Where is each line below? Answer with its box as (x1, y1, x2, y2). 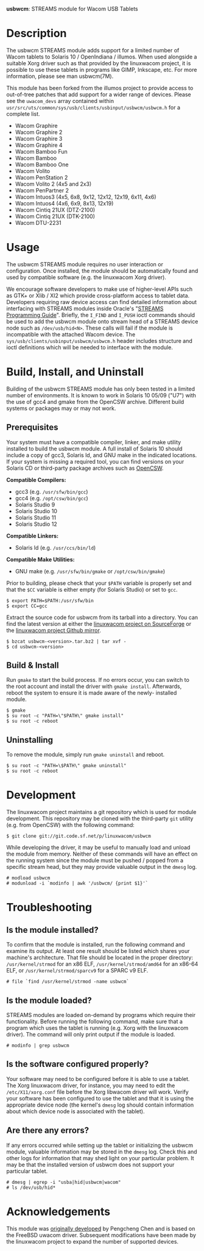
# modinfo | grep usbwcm (6, 1043, 69, 1049)
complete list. (6, 110, 41, 118)
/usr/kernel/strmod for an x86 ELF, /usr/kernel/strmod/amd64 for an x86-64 (6, 960, 199, 968)
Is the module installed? (6, 924, 99, 935)
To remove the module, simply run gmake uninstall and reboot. (6, 751, 165, 758)
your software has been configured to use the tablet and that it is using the (6, 1094, 194, 1102)
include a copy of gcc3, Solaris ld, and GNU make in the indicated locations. (6, 451, 197, 459)
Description (6, 27, 67, 40)
